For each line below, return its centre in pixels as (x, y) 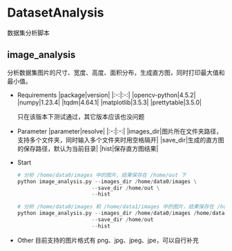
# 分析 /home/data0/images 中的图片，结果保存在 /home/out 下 (101, 175)
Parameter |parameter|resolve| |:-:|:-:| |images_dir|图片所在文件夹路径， (120, 131)
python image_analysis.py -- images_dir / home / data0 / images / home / (115, 213)
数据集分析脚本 (28, 32)
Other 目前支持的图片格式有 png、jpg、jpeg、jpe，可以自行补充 (108, 240)
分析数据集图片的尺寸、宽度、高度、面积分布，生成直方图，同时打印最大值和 (116, 72)
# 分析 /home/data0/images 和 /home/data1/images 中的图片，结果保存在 (116, 207)
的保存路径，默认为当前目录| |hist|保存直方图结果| (88, 148)
